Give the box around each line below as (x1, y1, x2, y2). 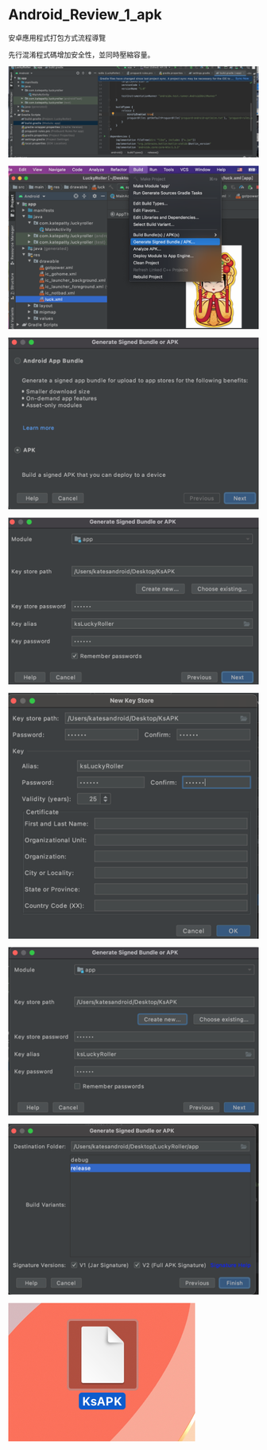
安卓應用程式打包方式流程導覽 (8, 33, 106, 42)
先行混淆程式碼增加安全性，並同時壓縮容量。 (8, 49, 155, 59)
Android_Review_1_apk (8, 6, 162, 24)
